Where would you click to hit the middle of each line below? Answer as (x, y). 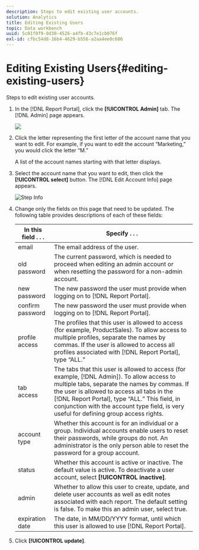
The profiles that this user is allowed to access (119, 322)
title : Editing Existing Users (45, 22)
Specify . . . (122, 233)
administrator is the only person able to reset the (121, 445)
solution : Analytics (32, 17)
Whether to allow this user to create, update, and (122, 487)
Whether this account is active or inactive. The (119, 462)
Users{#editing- (128, 68)
